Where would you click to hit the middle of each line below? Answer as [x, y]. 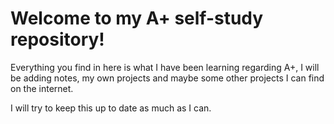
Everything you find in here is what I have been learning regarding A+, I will [165, 67]
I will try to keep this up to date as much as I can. [111, 108]
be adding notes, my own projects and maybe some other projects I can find [167, 78]
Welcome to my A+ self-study [137, 18]
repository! [57, 39]
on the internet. [42, 88]
